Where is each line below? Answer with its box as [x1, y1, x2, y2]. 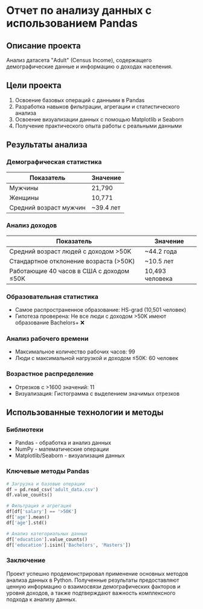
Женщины [9, 193, 39, 202]
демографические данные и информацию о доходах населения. [6, 63, 173, 70]
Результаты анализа [6, 140, 88, 150]
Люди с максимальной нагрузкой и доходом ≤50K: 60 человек [14, 355, 178, 362]
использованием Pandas [6, 16, 138, 30]
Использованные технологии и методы [6, 407, 164, 417]
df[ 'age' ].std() [6, 520, 47, 526]
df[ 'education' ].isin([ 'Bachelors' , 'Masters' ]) [6, 542, 131, 548]
